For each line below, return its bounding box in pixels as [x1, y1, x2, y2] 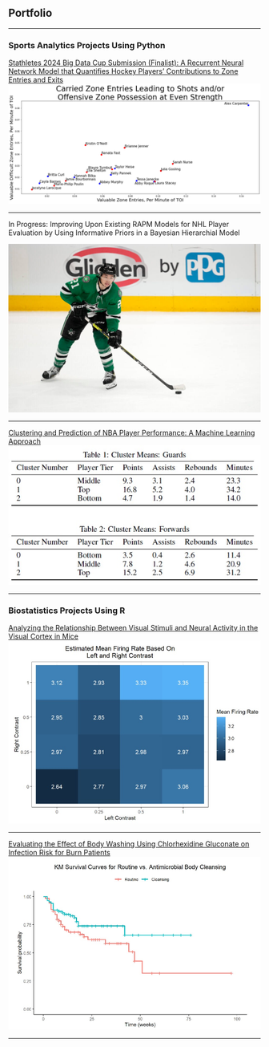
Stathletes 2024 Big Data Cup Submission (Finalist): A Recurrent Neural [8, 58, 244, 67]
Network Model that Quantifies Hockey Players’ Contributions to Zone [8, 67, 239, 76]
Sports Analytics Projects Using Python [8, 39, 166, 51]
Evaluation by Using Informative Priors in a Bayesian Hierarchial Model [8, 228, 240, 237]
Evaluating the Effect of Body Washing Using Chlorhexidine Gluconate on [8, 839, 250, 849]
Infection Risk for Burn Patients [8, 848, 110, 858]
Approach [8, 436, 42, 446]
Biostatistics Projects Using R [8, 605, 126, 616]
